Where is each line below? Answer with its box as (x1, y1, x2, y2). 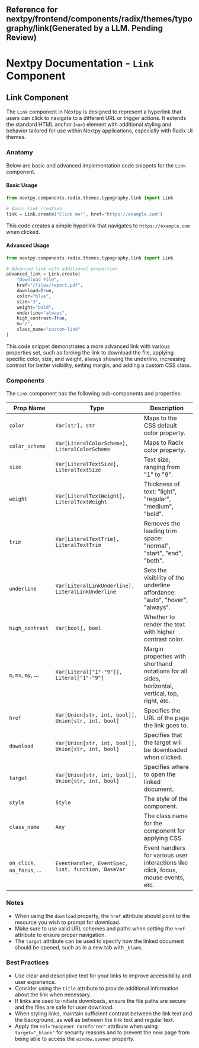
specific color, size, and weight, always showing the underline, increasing (6, 355, 186, 362)
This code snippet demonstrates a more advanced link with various (6, 343, 171, 350)
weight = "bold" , (17, 304, 54, 311)
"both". (144, 556, 164, 565)
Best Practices (6, 958, 49, 967)
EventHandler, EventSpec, (55, 860, 129, 867)
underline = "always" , (17, 310, 68, 316)
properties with (144, 653, 187, 661)
